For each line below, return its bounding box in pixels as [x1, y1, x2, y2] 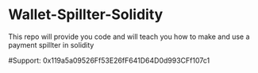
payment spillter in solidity [8, 40, 94, 49]
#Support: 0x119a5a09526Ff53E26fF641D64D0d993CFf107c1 [8, 56, 210, 65]
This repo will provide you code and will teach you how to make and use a [8, 32, 250, 41]
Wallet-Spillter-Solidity [8, 6, 164, 24]
